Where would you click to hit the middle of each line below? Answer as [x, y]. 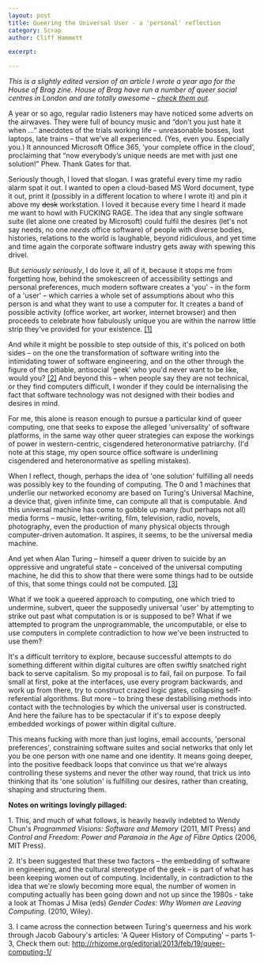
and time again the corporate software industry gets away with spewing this [132, 247]
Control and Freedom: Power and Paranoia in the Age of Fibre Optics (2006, [132, 837]
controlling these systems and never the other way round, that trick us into [130, 773]
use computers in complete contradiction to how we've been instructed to [128, 633]
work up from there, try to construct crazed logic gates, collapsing [116, 690]
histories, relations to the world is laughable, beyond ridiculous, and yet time [132, 238]
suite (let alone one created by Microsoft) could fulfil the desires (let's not [128, 222]
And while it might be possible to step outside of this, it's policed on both [127, 344]
